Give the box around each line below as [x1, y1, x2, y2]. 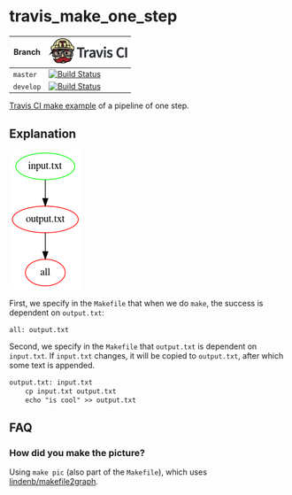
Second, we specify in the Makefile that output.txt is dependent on [9, 341, 257, 352]
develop [12, 82, 42, 91]
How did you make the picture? [9, 446, 146, 459]
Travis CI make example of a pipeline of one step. [9, 100, 189, 112]
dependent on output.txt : [9, 307, 104, 318]
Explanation [9, 126, 77, 141]
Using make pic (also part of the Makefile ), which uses [9, 467, 208, 477]
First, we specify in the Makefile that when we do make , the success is [9, 298, 264, 309]
